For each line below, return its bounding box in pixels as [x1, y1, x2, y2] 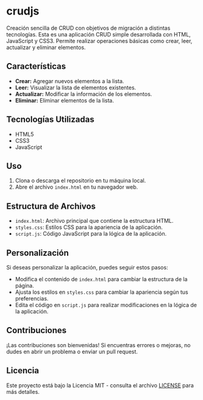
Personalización [6, 248, 69, 258]
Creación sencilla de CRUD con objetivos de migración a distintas [6, 24, 171, 32]
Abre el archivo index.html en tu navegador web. [15, 183, 139, 191]
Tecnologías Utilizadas [6, 114, 95, 125]
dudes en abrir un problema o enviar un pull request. [6, 348, 138, 355]
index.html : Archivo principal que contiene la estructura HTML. [15, 217, 174, 225]
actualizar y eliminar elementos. [6, 44, 86, 51]
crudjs [6, 4, 40, 18]
